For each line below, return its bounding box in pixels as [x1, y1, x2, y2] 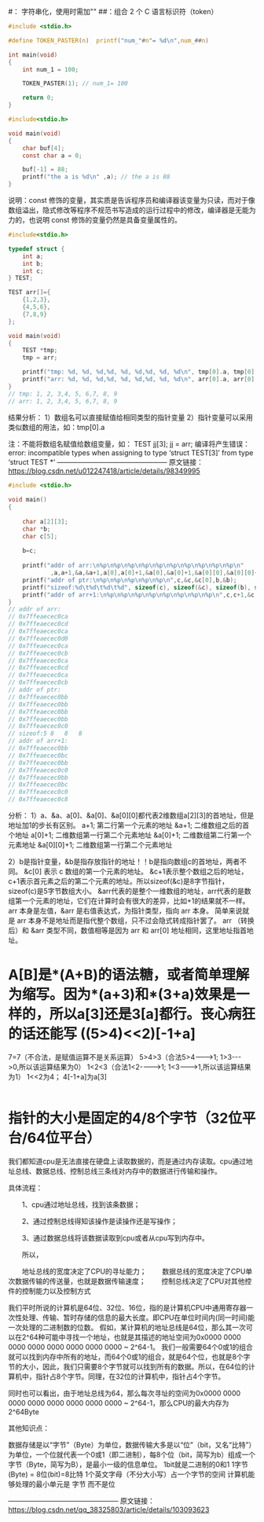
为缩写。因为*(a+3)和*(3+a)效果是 [8, 986, 236, 1004]
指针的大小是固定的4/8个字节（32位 [8, 1109, 242, 1127]
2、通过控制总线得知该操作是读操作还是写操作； [21, 1216, 178, 1226]
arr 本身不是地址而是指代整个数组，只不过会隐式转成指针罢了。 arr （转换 [16, 916, 255, 925]
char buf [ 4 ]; [22, 144, 65, 152]
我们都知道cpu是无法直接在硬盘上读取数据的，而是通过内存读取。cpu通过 [8, 1156, 246, 1166]
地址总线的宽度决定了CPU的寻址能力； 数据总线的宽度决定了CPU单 [21, 1266, 253, 1276]
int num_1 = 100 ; [22, 65, 79, 73]
